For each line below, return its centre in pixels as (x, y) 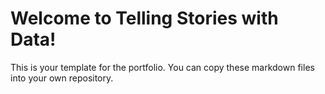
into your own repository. (62, 78)
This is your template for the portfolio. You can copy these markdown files (162, 67)
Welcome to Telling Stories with (144, 18)
